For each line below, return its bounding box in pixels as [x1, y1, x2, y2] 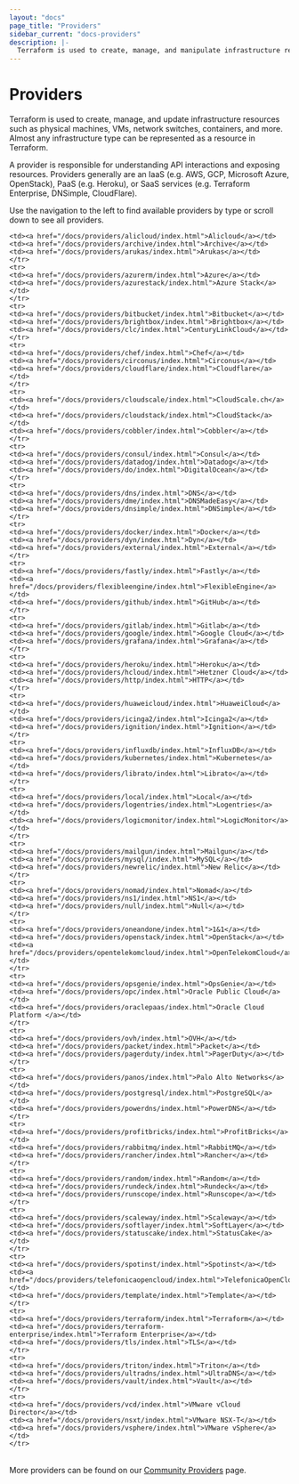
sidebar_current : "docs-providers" [9, 29, 141, 38]
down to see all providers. [9, 215, 104, 225]
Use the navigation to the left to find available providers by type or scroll [9, 206, 274, 216]
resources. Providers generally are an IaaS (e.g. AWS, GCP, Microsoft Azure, [9, 169, 289, 180]
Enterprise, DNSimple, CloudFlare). [9, 188, 138, 199]
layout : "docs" [9, 12, 66, 22]
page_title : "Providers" [9, 21, 101, 30]
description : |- [9, 37, 69, 47]
